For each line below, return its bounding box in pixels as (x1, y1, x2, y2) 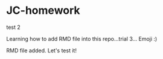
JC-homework (6, 4, 80, 17)
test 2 (6, 23, 21, 31)
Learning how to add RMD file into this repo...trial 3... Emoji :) (6, 35, 158, 42)
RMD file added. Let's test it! (6, 46, 77, 54)
